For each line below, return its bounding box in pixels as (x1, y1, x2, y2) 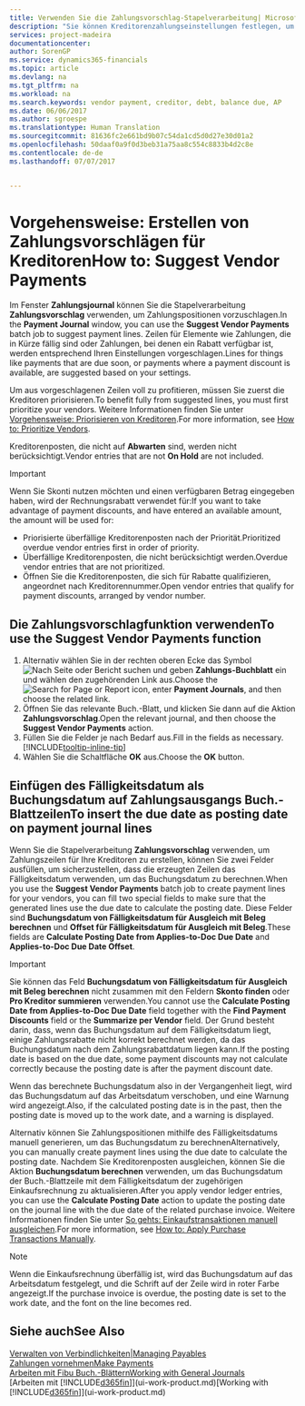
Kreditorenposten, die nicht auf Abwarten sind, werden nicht (9, 441, 238, 452)
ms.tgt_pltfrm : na (9, 81, 79, 90)
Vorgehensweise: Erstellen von (9, 212, 250, 233)
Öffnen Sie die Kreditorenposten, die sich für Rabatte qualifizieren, (22, 571, 271, 582)
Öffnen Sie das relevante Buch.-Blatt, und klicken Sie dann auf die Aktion (22, 703, 296, 714)
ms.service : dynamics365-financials (9, 55, 148, 64)
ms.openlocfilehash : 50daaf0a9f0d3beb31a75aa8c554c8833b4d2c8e (9, 140, 254, 149)
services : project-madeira (9, 30, 112, 39)
